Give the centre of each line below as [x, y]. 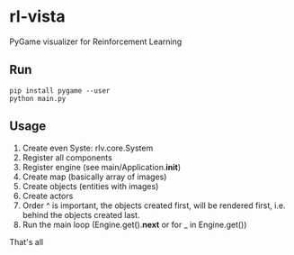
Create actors [48, 196]
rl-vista [37, 17]
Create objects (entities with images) [90, 186]
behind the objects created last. [81, 214]
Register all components [67, 157]
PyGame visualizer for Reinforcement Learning [96, 41]
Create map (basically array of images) [94, 177]
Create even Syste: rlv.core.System [88, 148]
